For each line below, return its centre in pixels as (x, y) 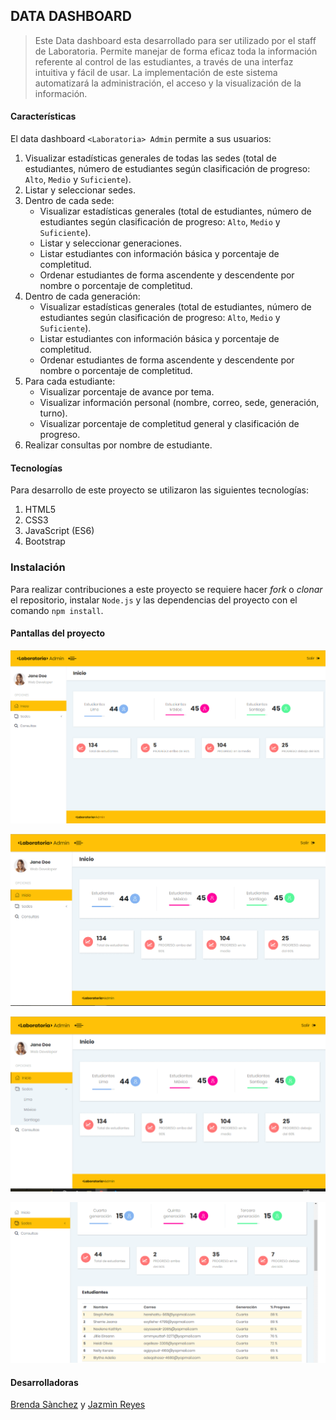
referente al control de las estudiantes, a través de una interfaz (164, 61)
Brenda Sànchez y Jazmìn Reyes (78, 1405)
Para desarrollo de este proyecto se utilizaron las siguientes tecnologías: (159, 490)
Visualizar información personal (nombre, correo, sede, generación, (179, 403)
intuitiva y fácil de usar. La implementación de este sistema (156, 72)
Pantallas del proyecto (58, 633)
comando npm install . (57, 610)
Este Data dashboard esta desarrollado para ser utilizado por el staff (175, 40)
